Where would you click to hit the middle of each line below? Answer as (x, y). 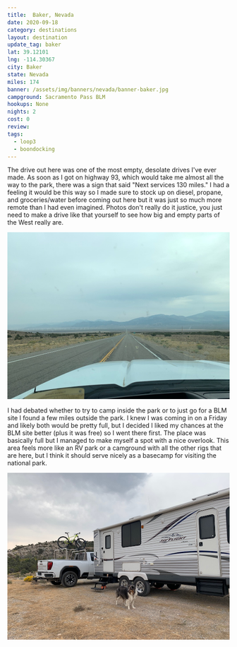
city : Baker (25, 67)
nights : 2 (22, 112)
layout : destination (38, 37)
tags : (15, 134)
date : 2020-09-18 (33, 22)
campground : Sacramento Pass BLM (56, 97)
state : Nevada (28, 74)
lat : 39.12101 (28, 52)
